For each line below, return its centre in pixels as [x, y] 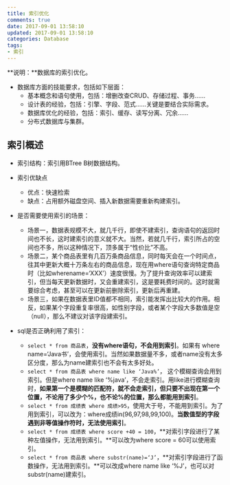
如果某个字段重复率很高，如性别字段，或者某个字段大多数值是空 [130, 308]
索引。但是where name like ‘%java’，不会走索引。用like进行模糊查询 [124, 380]
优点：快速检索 [48, 192]
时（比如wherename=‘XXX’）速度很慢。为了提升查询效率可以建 [117, 273]
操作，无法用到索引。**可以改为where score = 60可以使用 [128, 440]
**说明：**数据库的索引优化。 [49, 72]
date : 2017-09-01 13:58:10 [46, 26]
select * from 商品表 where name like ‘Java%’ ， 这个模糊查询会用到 [124, 371]
